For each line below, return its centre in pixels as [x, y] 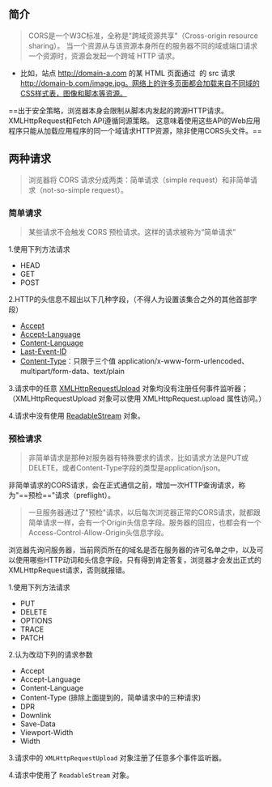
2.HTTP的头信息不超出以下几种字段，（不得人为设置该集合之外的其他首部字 [133, 299]
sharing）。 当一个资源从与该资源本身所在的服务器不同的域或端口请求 [142, 45]
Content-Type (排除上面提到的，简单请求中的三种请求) [110, 698]
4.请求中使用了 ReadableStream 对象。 [71, 775]
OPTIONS [36, 621]
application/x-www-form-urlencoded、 [183, 361]
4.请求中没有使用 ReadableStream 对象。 [77, 415]
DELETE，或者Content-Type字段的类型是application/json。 [126, 468]
